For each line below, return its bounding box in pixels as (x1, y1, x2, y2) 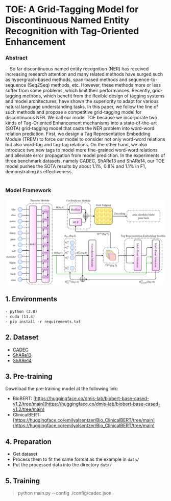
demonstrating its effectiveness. (5, 169, 73, 175)
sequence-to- (128, 76, 158, 83)
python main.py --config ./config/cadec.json (17, 490, 112, 496)
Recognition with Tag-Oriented (5, 25, 139, 37)
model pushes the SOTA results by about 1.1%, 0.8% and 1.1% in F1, (5, 163, 146, 169)
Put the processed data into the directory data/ (12, 462, 112, 468)
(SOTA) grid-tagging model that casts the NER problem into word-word (5, 125, 155, 131)
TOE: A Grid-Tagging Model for (5, 4, 139, 15)
